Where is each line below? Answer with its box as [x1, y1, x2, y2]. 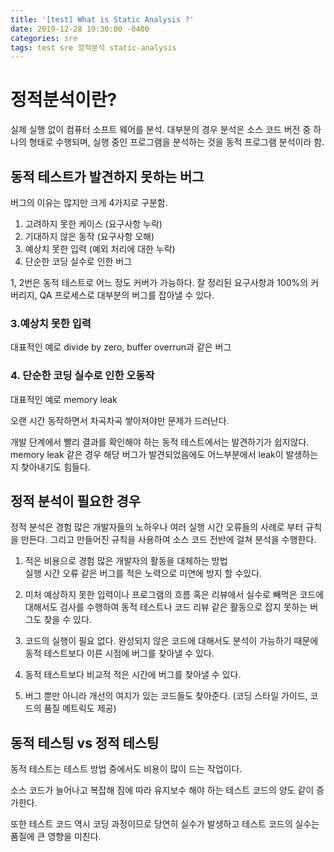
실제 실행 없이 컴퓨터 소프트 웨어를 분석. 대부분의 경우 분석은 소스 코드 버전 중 [10, 124, 312, 136]
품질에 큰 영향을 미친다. [10, 831, 102, 843]
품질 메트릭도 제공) [43, 702, 117, 715]
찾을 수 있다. [43, 614, 92, 626]
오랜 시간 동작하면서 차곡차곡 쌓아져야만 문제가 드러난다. [10, 414, 230, 426]
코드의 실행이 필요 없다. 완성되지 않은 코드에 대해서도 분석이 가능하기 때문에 [24, 635, 319, 647]
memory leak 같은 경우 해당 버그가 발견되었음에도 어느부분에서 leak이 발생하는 [10, 448, 319, 460]
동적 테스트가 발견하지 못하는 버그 [10, 168, 205, 185]
